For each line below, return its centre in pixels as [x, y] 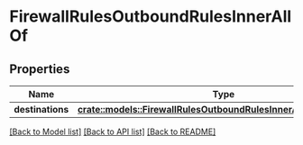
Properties [40, 69]
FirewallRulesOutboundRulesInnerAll [151, 17]
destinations [41, 109]
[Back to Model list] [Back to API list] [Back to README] [113, 131]
